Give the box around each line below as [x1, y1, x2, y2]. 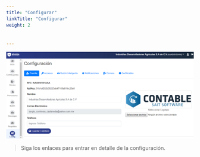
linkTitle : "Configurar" [6, 15, 68, 22]
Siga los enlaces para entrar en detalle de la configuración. [20, 144, 165, 151]
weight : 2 [6, 22, 31, 28]
